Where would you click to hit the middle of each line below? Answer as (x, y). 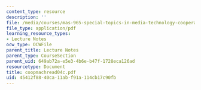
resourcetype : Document (36, 67)
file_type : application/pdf (41, 28)
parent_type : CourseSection (41, 56)
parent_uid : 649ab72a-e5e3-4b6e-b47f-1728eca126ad (71, 61)
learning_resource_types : (38, 34)
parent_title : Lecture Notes (42, 50)
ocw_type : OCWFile (29, 45)
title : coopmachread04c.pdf (41, 72)
